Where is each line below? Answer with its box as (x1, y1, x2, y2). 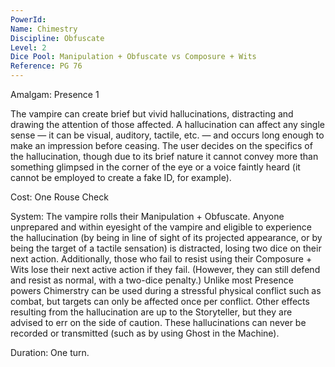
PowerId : (10, 14, 47, 25)
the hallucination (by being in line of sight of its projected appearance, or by (10, 232, 323, 243)
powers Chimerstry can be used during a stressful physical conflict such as (10, 285, 322, 296)
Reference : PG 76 (10, 61, 83, 71)
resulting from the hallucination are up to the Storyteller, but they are (10, 306, 293, 318)
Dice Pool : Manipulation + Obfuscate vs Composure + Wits (10, 52, 257, 62)
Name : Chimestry (10, 24, 78, 34)
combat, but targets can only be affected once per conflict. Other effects (10, 296, 310, 307)
